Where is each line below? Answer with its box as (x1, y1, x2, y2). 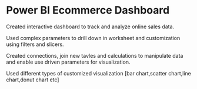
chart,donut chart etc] (6, 76, 59, 83)
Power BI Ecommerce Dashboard (6, 4, 170, 17)
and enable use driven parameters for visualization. (6, 58, 131, 65)
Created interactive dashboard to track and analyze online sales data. (6, 23, 175, 30)
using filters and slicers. (6, 41, 64, 48)
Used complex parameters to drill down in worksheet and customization (6, 34, 181, 41)
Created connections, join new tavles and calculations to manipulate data (6, 52, 183, 59)
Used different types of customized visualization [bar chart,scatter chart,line (6, 70, 191, 77)
